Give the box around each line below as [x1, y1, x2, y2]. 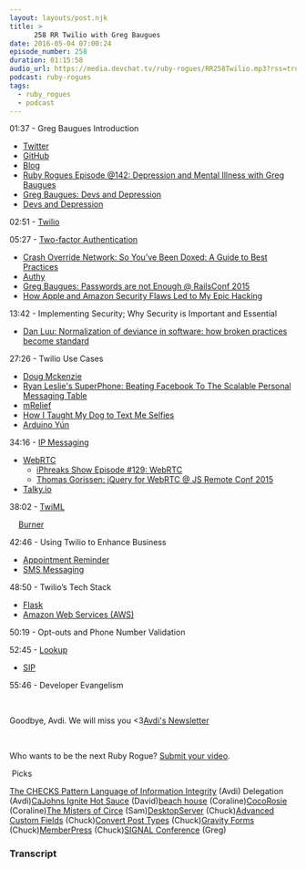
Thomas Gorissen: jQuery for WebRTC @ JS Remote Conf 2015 [36, 474, 274, 485]
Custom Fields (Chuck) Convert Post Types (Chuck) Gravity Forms [9, 815, 255, 826]
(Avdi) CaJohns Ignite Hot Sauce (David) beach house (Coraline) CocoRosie [9, 795, 288, 807]
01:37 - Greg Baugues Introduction [9, 123, 139, 134]
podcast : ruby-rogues [9, 73, 92, 82]
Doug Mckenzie [22, 371, 82, 382]
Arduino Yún [22, 419, 70, 430]
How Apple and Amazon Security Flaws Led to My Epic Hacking [22, 291, 263, 302]
